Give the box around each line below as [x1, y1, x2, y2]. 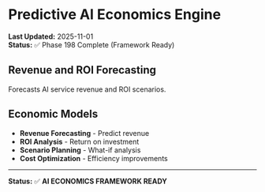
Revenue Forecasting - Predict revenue [19, 128, 150, 137]
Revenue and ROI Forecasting [8, 63, 156, 77]
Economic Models [8, 107, 99, 121]
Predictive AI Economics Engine [8, 6, 222, 24]
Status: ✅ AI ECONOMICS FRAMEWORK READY [8, 176, 168, 186]
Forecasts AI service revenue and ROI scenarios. [8, 85, 166, 94]
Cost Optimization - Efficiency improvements [19, 153, 168, 163]
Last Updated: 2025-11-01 [8, 32, 94, 41]
